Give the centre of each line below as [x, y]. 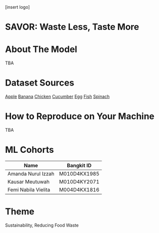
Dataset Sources [40, 83]
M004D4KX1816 [79, 190]
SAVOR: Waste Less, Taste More [72, 27]
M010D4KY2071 [79, 181]
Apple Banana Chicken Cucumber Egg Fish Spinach [57, 97]
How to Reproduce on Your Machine [80, 116]
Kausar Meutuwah [29, 181]
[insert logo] [18, 7]
